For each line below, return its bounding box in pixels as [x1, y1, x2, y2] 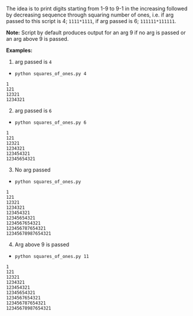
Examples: [6, 47, 32, 54]
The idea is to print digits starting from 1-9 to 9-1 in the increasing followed [6, 5, 188, 12]
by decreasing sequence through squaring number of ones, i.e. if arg [6, 11, 174, 18]
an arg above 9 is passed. [6, 36, 69, 42]
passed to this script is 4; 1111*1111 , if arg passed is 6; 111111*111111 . [6, 18, 176, 24]
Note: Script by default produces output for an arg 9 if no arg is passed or [6, 29, 186, 36]
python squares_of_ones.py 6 [14, 120, 87, 125]
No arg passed [14, 166, 51, 173]
